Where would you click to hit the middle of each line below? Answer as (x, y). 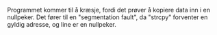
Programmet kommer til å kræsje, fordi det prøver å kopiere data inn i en (109, 10)
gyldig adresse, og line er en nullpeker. (62, 24)
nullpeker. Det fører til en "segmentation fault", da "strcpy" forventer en (107, 17)
